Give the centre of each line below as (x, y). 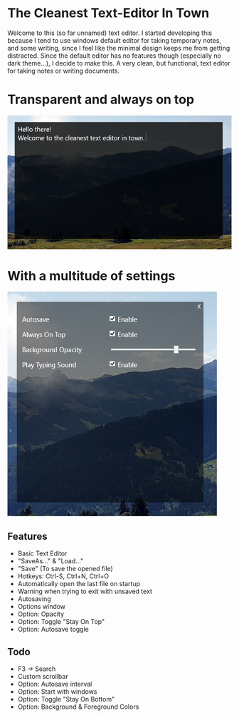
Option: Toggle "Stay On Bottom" (66, 699)
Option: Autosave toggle (53, 630)
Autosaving (34, 599)
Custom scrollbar (43, 676)
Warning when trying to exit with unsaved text (85, 591)
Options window (42, 607)
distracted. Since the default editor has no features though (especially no (115, 56)
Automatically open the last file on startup (79, 584)
